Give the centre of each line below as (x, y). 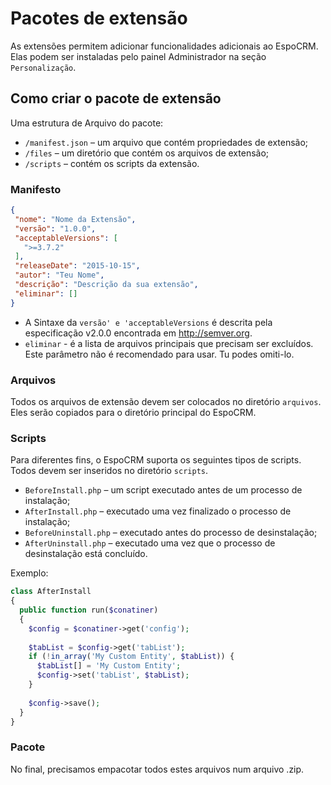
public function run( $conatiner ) (89, 610)
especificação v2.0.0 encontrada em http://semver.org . (138, 333)
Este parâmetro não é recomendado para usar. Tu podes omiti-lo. (159, 354)
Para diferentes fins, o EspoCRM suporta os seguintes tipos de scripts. (156, 460)
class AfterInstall (51, 592)
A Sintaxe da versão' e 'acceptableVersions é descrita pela (148, 322)
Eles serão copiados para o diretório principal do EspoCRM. (133, 412)
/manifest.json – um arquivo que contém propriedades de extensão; (166, 142)
